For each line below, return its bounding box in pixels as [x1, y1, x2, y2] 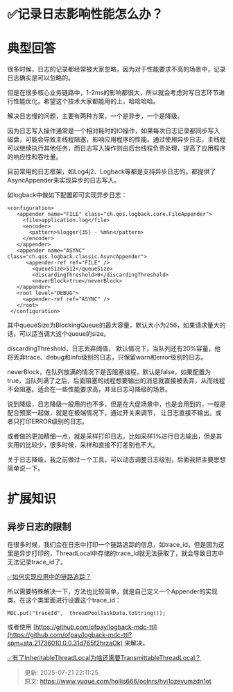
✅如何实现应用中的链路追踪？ [7, 573, 92, 581]
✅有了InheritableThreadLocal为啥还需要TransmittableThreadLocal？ [7, 654, 202, 662]
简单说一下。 [7, 464, 44, 473]
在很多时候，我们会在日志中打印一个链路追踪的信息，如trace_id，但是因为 [7, 541, 218, 549]
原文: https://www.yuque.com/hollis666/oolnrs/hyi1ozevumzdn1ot [24, 677, 212, 686]
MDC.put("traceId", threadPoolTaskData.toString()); [7, 610, 166, 617]
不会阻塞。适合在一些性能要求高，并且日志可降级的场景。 [7, 385, 171, 394]
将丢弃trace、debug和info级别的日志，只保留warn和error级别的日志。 [7, 353, 207, 362]
